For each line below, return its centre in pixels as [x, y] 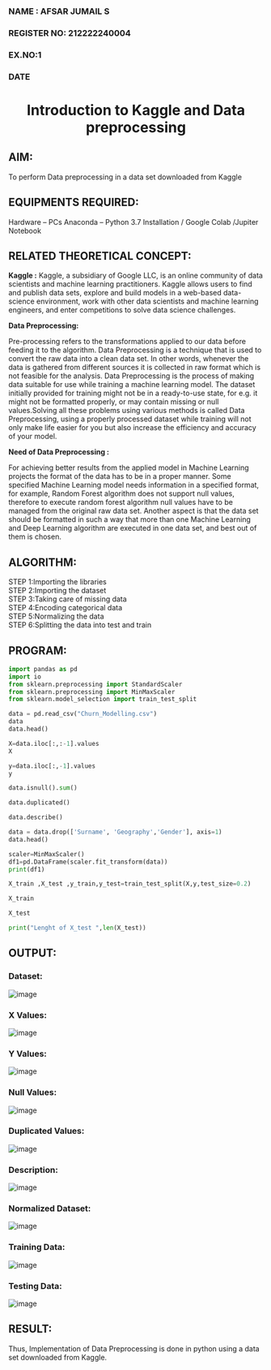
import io [25, 676]
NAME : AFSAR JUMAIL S [59, 11]
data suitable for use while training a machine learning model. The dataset [132, 385]
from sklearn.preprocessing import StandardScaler [95, 684]
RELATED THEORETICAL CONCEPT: [100, 256]
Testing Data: [35, 1286]
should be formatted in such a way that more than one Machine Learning [129, 519]
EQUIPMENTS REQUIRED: [74, 202]
